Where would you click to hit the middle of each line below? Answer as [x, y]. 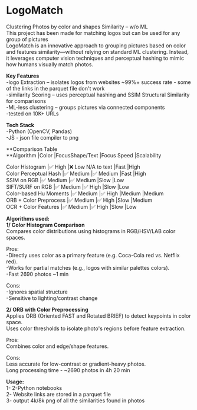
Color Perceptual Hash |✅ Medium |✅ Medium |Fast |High [76, 173]
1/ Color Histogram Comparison [45, 225]
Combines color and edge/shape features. [58, 346]
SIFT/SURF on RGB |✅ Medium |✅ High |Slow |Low [68, 186]
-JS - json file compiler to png [42, 137]
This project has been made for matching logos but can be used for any [93, 33]
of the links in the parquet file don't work [55, 88]
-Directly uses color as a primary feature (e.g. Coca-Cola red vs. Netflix [93, 255]
